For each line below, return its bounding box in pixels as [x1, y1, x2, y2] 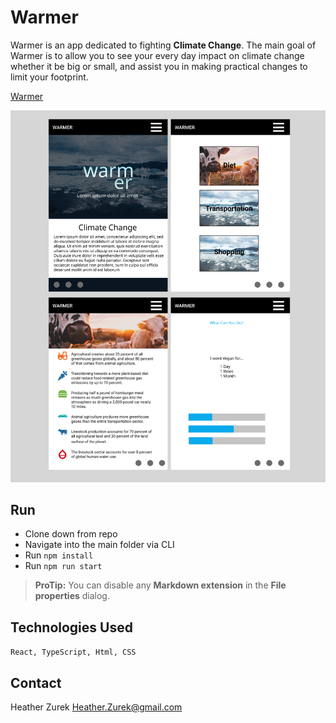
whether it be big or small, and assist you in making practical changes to [10, 60, 308, 72]
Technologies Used [10, 619, 133, 636]
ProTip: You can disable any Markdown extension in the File [34, 579, 287, 591]
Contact [10, 674, 62, 691]
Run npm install [24, 549, 94, 561]
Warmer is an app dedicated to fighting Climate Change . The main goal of [10, 39, 317, 51]
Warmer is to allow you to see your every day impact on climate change [10, 49, 305, 61]
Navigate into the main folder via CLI [24, 539, 175, 551]
